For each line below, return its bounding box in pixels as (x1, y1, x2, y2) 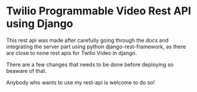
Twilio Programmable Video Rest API (6, 4, 192, 18)
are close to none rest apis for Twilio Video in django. (6, 49, 137, 56)
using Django (6, 17, 73, 30)
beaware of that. (6, 67, 47, 74)
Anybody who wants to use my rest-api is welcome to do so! (6, 79, 155, 86)
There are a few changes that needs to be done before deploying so (6, 61, 174, 68)
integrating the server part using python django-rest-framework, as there (6, 43, 186, 50)
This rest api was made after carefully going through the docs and (6, 36, 169, 44)
